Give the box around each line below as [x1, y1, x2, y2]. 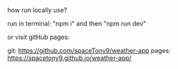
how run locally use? [7, 6, 67, 14]
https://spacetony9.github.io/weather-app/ [7, 54, 132, 62]
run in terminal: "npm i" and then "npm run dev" [7, 20, 147, 27]
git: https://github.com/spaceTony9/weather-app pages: [7, 47, 171, 54]
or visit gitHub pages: [7, 33, 70, 41]
